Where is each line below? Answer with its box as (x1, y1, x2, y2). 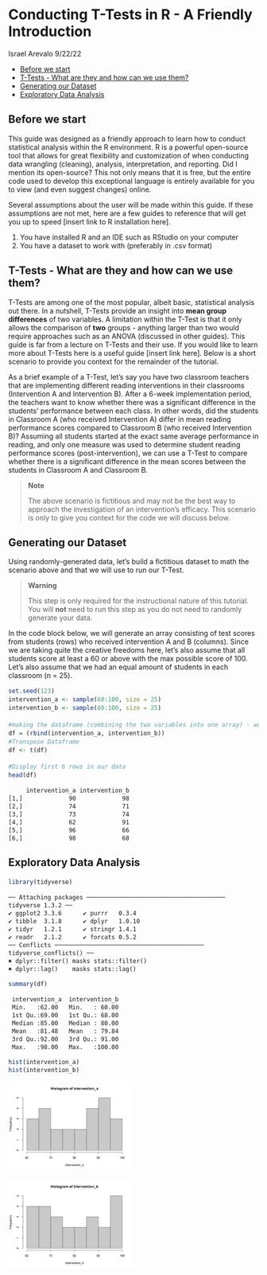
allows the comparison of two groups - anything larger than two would (8, 322, 240, 332)
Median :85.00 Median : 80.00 (11, 1019, 119, 1027)
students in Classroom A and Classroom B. (8, 465, 149, 474)
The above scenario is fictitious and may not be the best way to (27, 496, 236, 505)
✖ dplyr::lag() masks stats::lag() (8, 965, 137, 973)
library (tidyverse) (8, 878, 73, 886)
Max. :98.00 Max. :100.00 (11, 1043, 119, 1051)
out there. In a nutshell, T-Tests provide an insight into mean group (8, 306, 227, 315)
